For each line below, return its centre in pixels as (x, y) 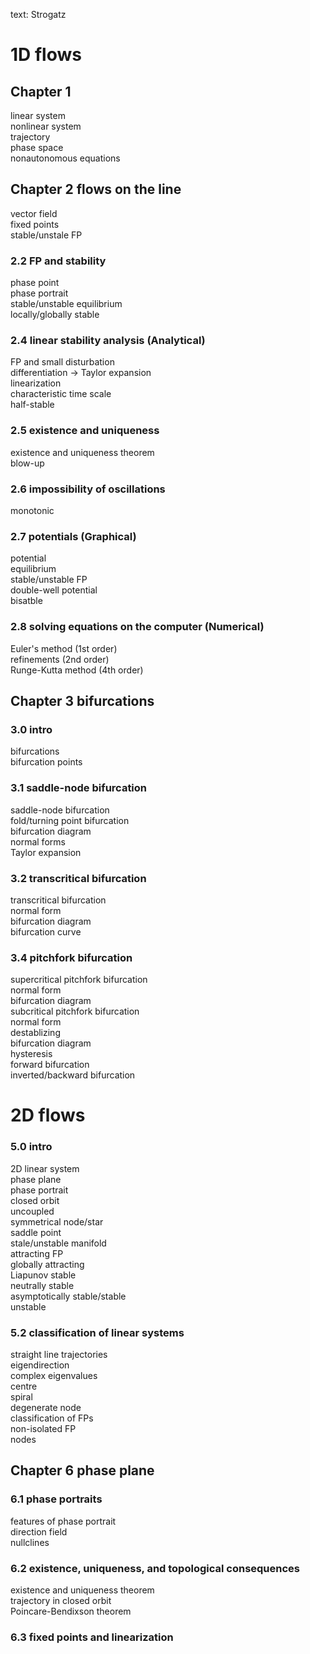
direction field (39, 1531)
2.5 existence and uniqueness (85, 431)
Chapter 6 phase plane (82, 1470)
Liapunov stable (43, 1275)
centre (24, 1386)
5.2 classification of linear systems (97, 1332)
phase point (35, 283)
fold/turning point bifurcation (70, 820)
